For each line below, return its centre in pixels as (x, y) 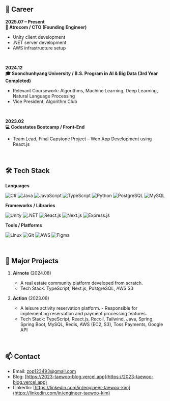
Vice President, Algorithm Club (45, 101)
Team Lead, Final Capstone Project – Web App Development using (82, 139)
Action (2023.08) (31, 298)
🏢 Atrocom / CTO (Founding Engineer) (46, 27)
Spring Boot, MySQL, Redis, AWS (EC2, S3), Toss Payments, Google (92, 324)
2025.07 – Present (25, 21)
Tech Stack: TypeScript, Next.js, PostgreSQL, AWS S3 (77, 288)
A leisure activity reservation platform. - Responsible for (79, 308)
